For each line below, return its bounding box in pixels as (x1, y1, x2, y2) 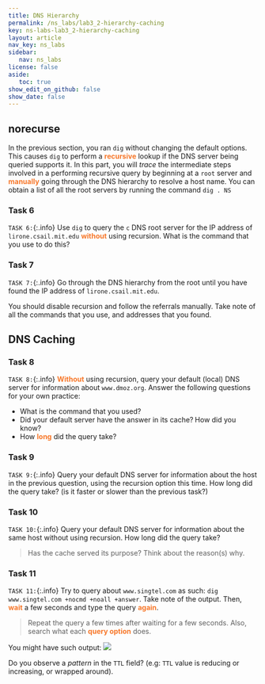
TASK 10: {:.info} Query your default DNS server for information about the (8, 524, 245, 533)
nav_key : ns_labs (8, 41, 66, 49)
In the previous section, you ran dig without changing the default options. (8, 143, 248, 153)
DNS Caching (8, 333, 76, 346)
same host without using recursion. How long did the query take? (8, 533, 221, 542)
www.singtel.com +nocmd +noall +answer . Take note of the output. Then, (8, 594, 243, 604)
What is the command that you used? (19, 407, 142, 416)
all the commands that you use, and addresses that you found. (8, 310, 212, 319)
